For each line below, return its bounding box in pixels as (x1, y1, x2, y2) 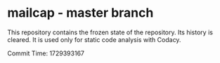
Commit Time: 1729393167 (7, 49, 84, 57)
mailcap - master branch (7, 5, 154, 21)
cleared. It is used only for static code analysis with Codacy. (7, 35, 181, 43)
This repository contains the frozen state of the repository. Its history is (7, 28, 213, 36)
